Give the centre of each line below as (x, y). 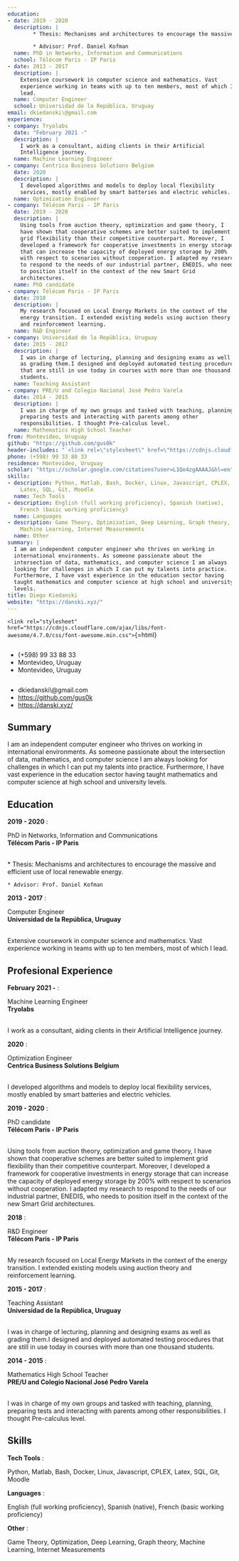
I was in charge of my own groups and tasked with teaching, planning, (110, 1403)
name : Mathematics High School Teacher (73, 430)
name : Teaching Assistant (52, 384)
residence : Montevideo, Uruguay (55, 463)
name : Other (32, 536)
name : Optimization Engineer (57, 199)
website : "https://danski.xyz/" (55, 602)
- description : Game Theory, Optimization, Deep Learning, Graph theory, (119, 523)
